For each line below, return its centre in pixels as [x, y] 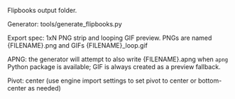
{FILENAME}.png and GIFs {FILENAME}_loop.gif [77, 45]
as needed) [45, 88]
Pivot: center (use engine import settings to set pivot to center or [102, 80]
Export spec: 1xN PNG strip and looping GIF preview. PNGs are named [110, 38]
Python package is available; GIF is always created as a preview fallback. [114, 67]
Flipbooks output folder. [42, 10]
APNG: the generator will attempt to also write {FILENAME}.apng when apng [118, 59]
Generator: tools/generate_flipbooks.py [65, 24]
